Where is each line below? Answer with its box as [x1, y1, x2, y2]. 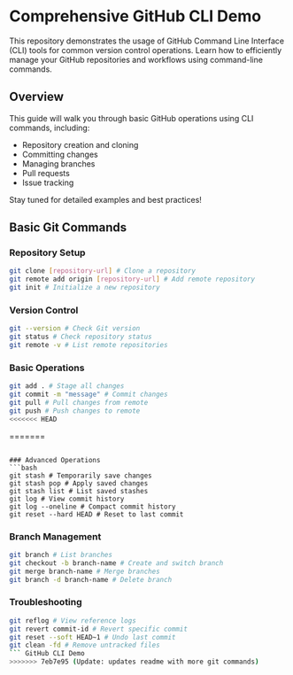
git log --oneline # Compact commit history [9, 502, 176, 511]
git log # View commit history [9, 494, 125, 503]
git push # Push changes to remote [9, 406, 141, 415]
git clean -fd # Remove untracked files [9, 640, 161, 650]
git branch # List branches [9, 550, 113, 559]
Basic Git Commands [9, 220, 127, 236]
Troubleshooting [9, 596, 82, 609]
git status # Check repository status [9, 332, 152, 342]
